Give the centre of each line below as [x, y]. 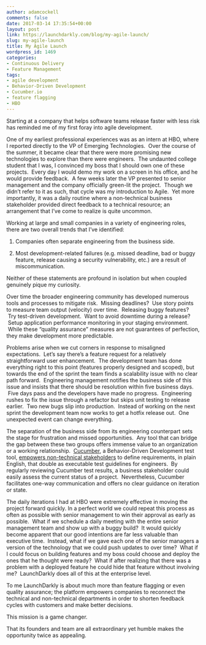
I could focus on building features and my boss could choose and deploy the [103, 554]
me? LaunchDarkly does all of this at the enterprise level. [79, 573]
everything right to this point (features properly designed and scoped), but [101, 367]
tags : [13, 75]
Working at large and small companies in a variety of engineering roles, [96, 223]
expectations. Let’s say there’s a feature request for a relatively [86, 354]
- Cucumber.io [25, 92]
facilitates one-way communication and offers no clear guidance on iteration [103, 483]
